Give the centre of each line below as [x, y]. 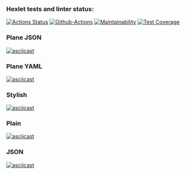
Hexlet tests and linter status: [50, 9]
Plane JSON [24, 38]
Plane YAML [24, 66]
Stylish [17, 95]
